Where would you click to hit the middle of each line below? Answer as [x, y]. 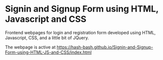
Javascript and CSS [46, 19]
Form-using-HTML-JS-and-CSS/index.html [48, 52]
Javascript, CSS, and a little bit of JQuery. [47, 38]
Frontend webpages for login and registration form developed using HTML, [81, 32]
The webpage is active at [31, 47]
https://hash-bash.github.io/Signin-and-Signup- [105, 47]
